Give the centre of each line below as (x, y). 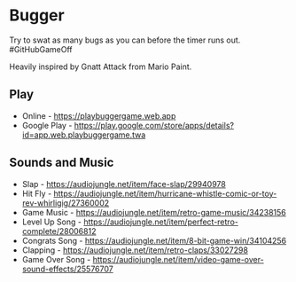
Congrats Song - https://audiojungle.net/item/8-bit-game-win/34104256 (154, 240)
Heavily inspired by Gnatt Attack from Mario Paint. (101, 67)
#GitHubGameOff (41, 49)
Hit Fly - (37, 193)
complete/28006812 (59, 231)
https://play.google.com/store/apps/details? (154, 125)
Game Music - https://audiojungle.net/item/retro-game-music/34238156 (154, 212)
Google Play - (47, 125)
